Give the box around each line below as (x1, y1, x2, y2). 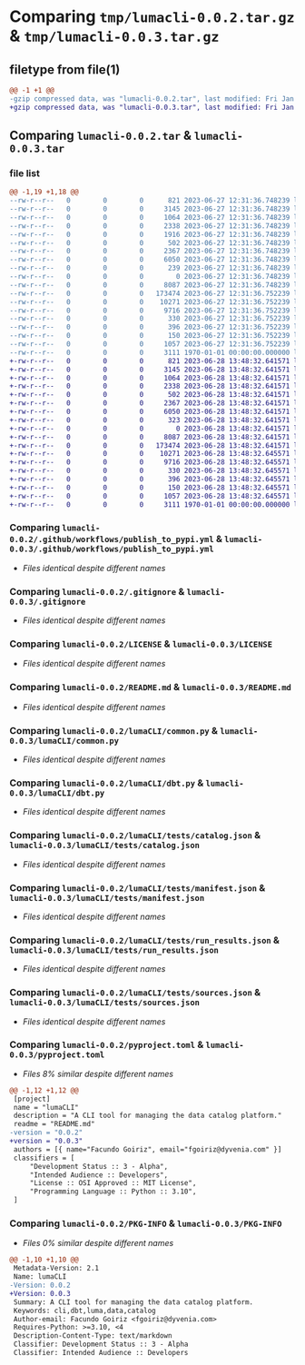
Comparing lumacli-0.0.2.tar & (9, 128, 192, 143)
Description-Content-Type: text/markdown (13, 1331, 172, 1340)
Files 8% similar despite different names (22, 1068, 174, 1079)
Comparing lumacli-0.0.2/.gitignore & (9, 585, 185, 598)
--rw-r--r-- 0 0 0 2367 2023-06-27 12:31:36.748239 (9, 247, 290, 256)
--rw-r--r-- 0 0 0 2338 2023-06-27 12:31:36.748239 (9, 221, 290, 231)
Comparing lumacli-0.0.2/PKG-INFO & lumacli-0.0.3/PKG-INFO (9, 1217, 282, 1230)
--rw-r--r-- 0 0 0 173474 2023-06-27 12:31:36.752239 (9, 289, 290, 298)
